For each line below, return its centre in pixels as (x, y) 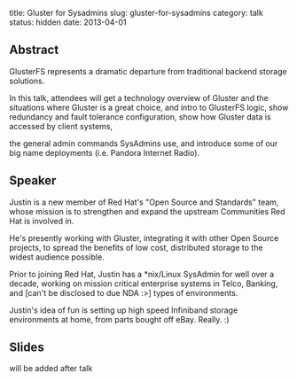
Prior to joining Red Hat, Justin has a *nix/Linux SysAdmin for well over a (142, 274)
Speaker (33, 181)
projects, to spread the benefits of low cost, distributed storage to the (136, 247)
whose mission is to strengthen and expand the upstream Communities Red (147, 211)
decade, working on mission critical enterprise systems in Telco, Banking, (144, 284)
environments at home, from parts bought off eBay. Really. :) (119, 319)
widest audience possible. (57, 257)
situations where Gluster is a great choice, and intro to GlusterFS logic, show (149, 107)
